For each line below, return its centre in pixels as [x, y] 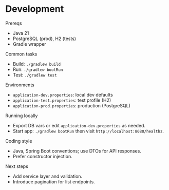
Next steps [17, 166]
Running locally [22, 116]
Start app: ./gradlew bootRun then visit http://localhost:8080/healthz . [88, 131]
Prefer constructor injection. [43, 156]
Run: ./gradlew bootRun [38, 69]
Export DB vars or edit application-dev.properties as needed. [79, 125]
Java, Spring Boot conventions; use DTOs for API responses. [77, 151]
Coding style [19, 141]
